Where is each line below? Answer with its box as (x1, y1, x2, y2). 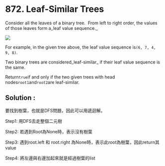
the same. (5, 64, 26, 70)
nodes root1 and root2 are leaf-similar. (5, 79, 80, 85)
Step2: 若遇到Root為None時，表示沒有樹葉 (5, 128, 93, 135)
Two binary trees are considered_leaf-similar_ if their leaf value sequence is (5, 59, 161, 65)
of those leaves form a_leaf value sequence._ (5, 25, 98, 31)
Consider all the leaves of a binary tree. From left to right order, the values (5, 20, 158, 26)
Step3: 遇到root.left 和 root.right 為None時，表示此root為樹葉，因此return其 (5, 139, 160, 145)
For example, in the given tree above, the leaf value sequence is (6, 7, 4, (5, 44, 156, 50)
